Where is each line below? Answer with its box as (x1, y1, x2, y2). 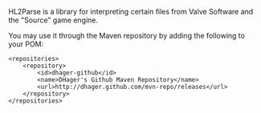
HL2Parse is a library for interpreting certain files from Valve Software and (8, 7, 254, 16)
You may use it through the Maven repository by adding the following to (8, 31, 245, 40)
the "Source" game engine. (8, 15, 99, 25)
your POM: (8, 39, 44, 49)
